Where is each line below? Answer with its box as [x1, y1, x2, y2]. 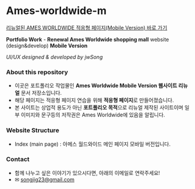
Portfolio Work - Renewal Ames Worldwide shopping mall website [6, 36, 169, 43]
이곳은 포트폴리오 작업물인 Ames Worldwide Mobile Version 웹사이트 [14, 82, 177, 89]
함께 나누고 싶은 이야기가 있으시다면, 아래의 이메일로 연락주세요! [14, 169, 160, 176]
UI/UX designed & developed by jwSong [6, 53, 103, 60]
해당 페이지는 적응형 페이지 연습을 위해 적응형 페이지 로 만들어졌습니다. [14, 97, 175, 104]
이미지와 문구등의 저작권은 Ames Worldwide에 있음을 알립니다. [20, 111, 165, 118]
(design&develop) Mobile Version [6, 42, 88, 49]
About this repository [6, 68, 69, 76]
